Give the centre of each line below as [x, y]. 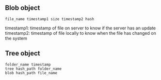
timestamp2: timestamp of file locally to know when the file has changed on [80, 33]
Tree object [23, 53]
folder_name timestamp [28, 65]
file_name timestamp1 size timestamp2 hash [50, 19]
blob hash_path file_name [31, 73]
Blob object [23, 8]
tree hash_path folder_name [33, 69]
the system [16, 38]
